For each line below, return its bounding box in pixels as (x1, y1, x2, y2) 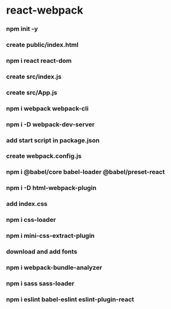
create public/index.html (6, 41, 79, 49)
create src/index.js (6, 72, 62, 81)
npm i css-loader (6, 216, 56, 224)
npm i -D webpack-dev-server (6, 120, 95, 128)
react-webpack (6, 4, 83, 17)
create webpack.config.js (6, 152, 82, 160)
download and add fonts (6, 247, 78, 256)
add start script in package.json (6, 136, 100, 144)
